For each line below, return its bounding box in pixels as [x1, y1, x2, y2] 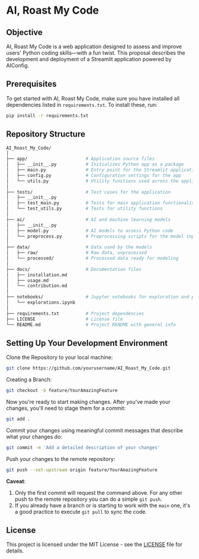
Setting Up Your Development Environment [6, 338, 168, 348]
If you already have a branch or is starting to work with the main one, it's [14, 501, 191, 509]
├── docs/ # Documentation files [6, 266, 142, 272]
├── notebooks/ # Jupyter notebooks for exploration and [6, 294, 190, 300]
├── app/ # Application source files [6, 156, 155, 162]
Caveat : [6, 478, 26, 485]
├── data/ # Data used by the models [6, 244, 152, 250]
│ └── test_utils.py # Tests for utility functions [6, 206, 163, 211]
